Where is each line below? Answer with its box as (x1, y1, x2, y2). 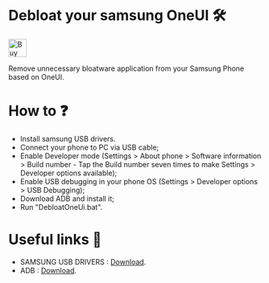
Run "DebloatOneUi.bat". (19, 202, 103, 211)
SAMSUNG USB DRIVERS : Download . (19, 256, 147, 266)
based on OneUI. (8, 72, 64, 81)
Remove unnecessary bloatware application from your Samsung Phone (8, 64, 244, 73)
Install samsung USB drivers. (19, 133, 116, 143)
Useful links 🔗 (8, 231, 102, 249)
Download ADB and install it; (19, 194, 115, 203)
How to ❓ (8, 102, 68, 121)
